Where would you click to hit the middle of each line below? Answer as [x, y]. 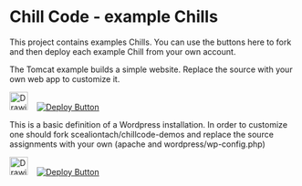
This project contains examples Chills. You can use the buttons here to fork [151, 42]
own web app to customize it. [65, 78]
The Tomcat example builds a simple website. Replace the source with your [151, 69]
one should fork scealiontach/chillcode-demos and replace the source [141, 134]
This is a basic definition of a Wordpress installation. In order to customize [149, 124]
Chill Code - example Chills [114, 17]
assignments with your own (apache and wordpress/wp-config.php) [138, 144]
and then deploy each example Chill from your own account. [123, 51]
